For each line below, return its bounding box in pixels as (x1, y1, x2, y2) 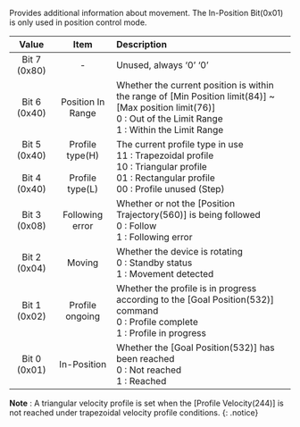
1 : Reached (115, 375, 167, 387)
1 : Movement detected (115, 268, 214, 280)
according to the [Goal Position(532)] (115, 294, 274, 306)
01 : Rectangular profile (115, 172, 216, 184)
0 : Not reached (115, 364, 182, 376)
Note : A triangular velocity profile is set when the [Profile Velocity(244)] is (9, 398, 284, 408)
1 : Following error (115, 231, 193, 243)
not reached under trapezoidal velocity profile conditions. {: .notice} (9, 407, 259, 418)
